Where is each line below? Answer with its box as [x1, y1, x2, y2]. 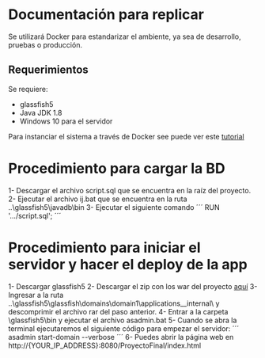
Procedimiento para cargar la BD [8, 159, 225, 177]
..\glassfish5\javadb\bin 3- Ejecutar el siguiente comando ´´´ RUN [8, 202, 220, 211]
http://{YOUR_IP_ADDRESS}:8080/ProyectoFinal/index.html [8, 341, 202, 350]
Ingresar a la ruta [8, 290, 64, 299]
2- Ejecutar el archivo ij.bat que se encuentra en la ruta [8, 194, 187, 204]
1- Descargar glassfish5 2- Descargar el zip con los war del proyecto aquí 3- [8, 281, 258, 291]
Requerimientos [8, 63, 89, 77]
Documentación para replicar [8, 6, 204, 24]
